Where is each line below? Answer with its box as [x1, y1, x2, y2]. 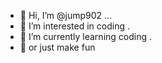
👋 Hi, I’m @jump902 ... [19, 10, 113, 21]
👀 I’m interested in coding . [19, 20, 130, 32]
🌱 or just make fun [19, 41, 96, 53]
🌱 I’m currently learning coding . [19, 31, 153, 42]
